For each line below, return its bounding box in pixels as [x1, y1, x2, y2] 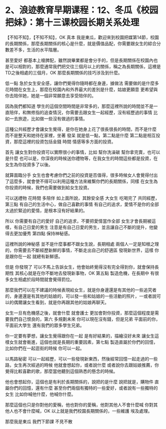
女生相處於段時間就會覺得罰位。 [9, 276, 75, 282]
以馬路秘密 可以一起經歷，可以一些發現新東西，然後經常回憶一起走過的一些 [5, 356, 158, 361]
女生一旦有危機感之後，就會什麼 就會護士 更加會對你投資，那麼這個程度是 [5, 310, 155, 316]
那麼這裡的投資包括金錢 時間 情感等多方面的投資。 [13, 139, 116, 144]
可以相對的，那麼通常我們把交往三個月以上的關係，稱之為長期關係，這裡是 [9, 63, 161, 70]
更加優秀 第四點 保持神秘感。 [13, 230, 73, 236]
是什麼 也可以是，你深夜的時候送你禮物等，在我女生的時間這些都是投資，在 [5, 155, 158, 161]
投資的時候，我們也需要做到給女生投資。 [9, 184, 92, 190]
